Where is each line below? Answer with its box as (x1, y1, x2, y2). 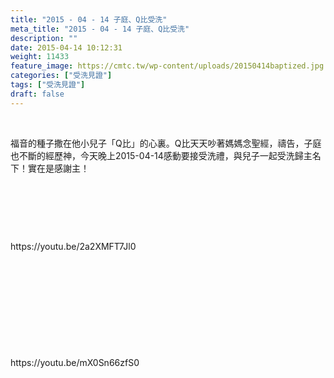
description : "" (10, 33, 78, 43)
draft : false (10, 89, 65, 99)
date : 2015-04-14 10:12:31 (10, 42, 123, 53)
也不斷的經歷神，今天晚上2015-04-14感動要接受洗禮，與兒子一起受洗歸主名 (10, 149, 322, 161)
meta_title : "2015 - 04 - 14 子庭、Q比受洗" (10, 24, 190, 34)
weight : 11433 (10, 52, 70, 62)
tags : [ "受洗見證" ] (10, 80, 86, 90)
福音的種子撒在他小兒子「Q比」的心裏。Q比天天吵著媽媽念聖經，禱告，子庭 (10, 137, 322, 149)
